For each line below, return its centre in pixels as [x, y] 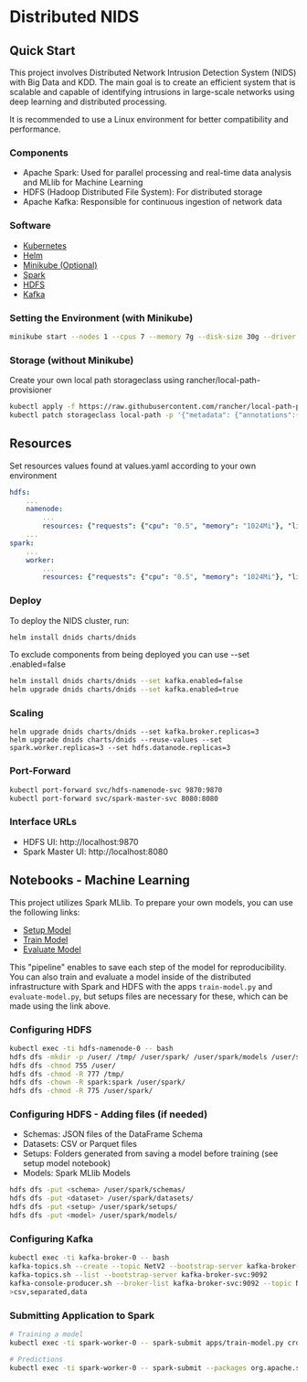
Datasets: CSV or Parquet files [79, 1144]
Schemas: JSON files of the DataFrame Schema [113, 1134]
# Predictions [37, 1359]
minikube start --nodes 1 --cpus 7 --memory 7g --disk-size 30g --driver [153, 337]
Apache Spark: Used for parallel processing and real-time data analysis [157, 173]
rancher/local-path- [223, 380]
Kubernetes [44, 245]
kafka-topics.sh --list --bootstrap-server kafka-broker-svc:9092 [138, 1275]
